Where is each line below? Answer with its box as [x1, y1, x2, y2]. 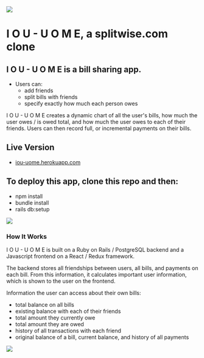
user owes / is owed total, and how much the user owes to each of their [6, 119, 186, 125]
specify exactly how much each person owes [24, 100, 138, 107]
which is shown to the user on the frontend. [6, 277, 116, 285]
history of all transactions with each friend [15, 327, 122, 334]
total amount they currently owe [15, 314, 96, 321]
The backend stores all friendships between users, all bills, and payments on [6, 264, 199, 271]
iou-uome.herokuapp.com [15, 158, 81, 166]
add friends [24, 87, 54, 94]
